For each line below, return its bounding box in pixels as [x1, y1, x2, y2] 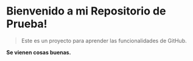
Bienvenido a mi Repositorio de [6, 4, 166, 18]
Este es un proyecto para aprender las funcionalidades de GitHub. [21, 37, 187, 44]
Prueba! [6, 17, 47, 31]
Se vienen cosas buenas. [6, 48, 71, 56]
